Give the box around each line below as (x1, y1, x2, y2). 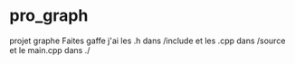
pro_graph (9, 5, 89, 26)
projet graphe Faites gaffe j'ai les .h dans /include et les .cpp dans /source (9, 35, 286, 46)
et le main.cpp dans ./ (9, 44, 90, 55)
